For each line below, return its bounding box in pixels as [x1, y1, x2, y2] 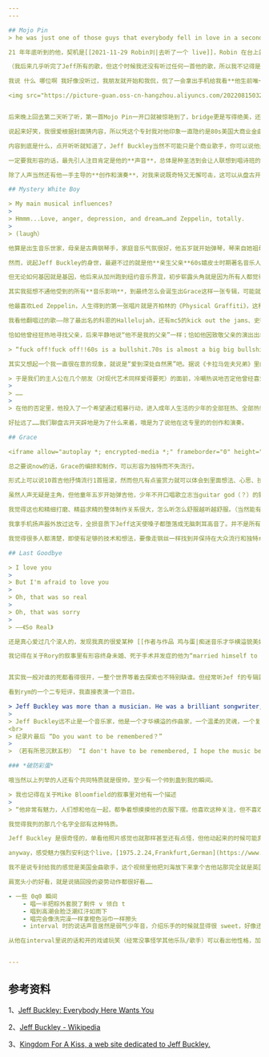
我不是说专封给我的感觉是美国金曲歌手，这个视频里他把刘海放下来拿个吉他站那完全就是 [8, 864, 253, 872]
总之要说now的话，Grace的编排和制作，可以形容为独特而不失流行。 [8, 462, 199, 470]
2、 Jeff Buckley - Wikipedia [8, 1022, 101, 1031]
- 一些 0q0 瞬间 [8, 892, 58, 901]
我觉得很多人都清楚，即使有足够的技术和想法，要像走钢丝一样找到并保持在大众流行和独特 [8, 534, 259, 542]
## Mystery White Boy [8, 185, 81, 193]
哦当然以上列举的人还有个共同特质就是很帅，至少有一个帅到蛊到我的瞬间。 [8, 776, 218, 784]
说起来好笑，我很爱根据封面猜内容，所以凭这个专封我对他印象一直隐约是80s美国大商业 [8, 128, 252, 136]
